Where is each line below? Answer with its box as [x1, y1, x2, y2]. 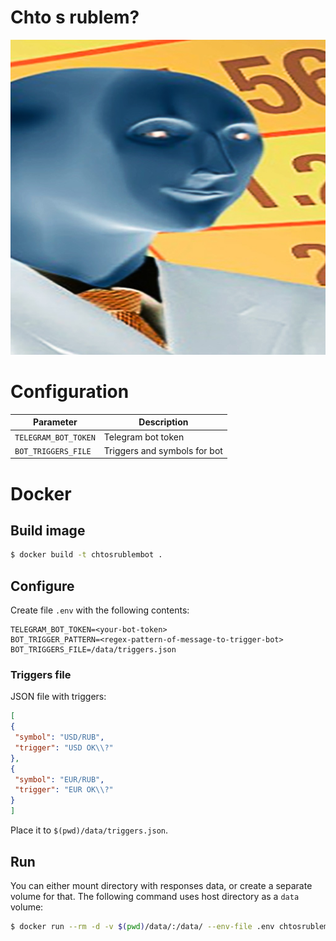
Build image [10, 522, 86, 539]
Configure [10, 577, 75, 595]
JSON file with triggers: [10, 691, 107, 703]
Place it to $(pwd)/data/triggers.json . [10, 824, 169, 836]
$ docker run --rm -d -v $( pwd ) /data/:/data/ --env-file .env [10, 921, 275, 931]
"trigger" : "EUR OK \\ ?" [14, 785, 114, 795]
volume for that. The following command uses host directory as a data [10, 890, 300, 902]
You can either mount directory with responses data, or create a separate [10, 879, 313, 891]
